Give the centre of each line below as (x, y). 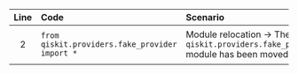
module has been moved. (238, 54)
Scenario (205, 17)
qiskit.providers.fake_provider (109, 44)
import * (59, 53)
